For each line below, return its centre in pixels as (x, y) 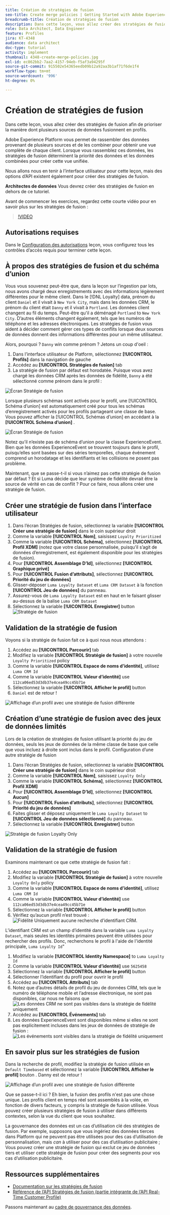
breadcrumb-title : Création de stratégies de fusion (62, 19)
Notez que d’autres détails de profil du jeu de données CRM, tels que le (87, 987)
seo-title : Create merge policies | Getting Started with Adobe (74, 15)
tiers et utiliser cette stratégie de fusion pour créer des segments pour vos (83, 1153)
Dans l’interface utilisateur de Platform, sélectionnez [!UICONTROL (82, 354)
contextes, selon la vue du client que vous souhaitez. (60, 1116)
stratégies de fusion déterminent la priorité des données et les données (80, 156)
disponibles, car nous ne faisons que (51, 998)
